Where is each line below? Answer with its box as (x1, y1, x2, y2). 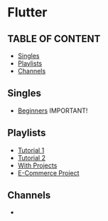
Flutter (7, 4, 48, 21)
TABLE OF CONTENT (7, 33, 101, 45)
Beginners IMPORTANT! (17, 106, 88, 115)
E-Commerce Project (17, 168, 80, 177)
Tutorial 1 (17, 145, 45, 154)
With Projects (17, 161, 58, 170)
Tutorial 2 (17, 153, 46, 162)
